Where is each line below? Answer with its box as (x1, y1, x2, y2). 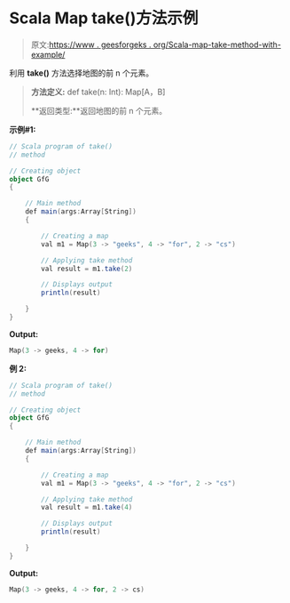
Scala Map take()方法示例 (9, 8, 199, 28)
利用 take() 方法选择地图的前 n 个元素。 (9, 68, 154, 78)
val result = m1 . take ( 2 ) (41, 264, 133, 273)
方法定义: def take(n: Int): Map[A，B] (30, 86, 166, 97)
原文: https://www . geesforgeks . (30, 39, 152, 50)
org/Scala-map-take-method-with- (153, 39, 282, 50)
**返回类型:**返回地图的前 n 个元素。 (30, 105, 168, 116)
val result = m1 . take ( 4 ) (41, 503, 133, 512)
